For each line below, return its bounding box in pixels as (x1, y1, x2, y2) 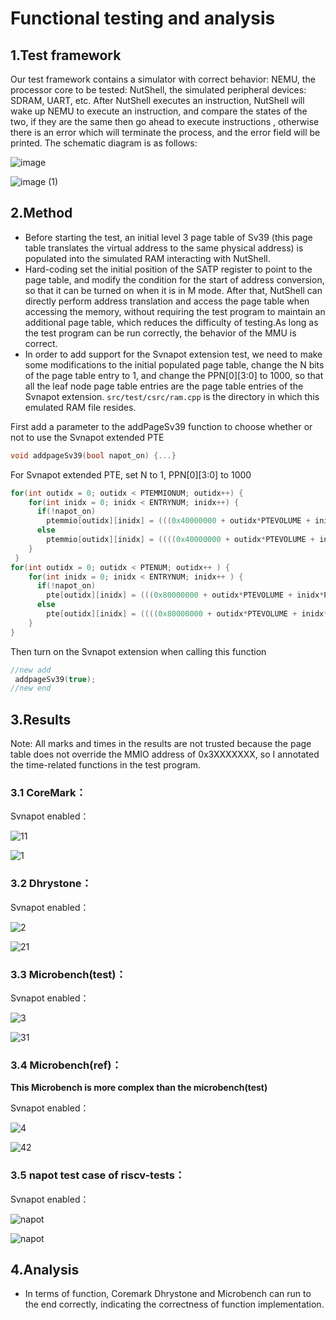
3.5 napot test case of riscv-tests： (10, 1168, 186, 1182)
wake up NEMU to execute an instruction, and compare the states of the (10, 105, 308, 117)
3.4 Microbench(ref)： (10, 1058, 122, 1072)
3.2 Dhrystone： (10, 877, 92, 891)
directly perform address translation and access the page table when (24, 295, 310, 307)
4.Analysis (10, 1262, 80, 1278)
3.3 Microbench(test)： (10, 967, 127, 981)
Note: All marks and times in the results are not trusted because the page (10, 738, 312, 750)
